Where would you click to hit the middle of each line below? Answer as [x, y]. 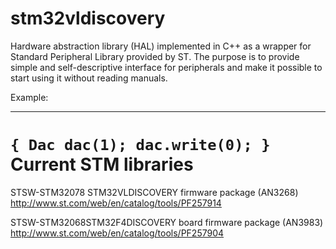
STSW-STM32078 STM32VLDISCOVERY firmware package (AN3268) [154, 192]
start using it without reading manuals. [89, 78]
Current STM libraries [102, 164]
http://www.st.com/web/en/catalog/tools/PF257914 [116, 203]
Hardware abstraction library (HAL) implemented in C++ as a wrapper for [161, 46]
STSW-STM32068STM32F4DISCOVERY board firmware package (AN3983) [167, 222]
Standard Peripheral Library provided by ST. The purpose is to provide [155, 56]
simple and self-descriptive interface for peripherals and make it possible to [166, 67]
